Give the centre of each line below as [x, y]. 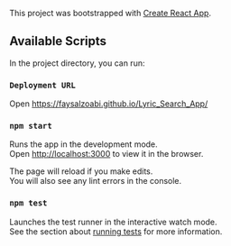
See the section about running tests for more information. [116, 231]
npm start [31, 126]
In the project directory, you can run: [77, 63]
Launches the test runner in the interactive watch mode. [114, 222]
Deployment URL [43, 85]
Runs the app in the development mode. [83, 144]
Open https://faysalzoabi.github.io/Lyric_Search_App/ [109, 104]
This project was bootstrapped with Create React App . [111, 13]
